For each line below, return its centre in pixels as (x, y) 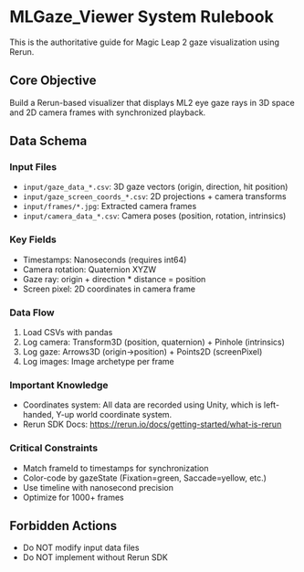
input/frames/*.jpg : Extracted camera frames (110, 207)
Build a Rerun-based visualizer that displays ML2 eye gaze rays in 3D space (152, 102)
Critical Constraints (54, 448)
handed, (38, 415)
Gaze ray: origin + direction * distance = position (114, 279)
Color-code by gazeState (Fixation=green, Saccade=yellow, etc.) (145, 478)
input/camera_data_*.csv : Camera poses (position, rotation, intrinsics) (154, 216)
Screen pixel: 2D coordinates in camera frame (109, 289)
